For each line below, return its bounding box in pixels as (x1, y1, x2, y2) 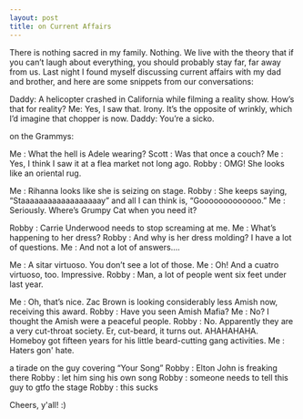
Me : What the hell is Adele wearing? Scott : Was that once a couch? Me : (9, 148, 284, 159)
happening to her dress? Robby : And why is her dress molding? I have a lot (9, 231, 292, 242)
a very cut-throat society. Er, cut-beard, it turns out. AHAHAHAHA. (9, 325, 259, 336)
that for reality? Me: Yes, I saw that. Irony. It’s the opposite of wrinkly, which (9, 103, 293, 114)
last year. (9, 279, 44, 290)
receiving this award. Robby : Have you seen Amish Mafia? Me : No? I (9, 306, 270, 317)
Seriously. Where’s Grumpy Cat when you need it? (9, 204, 197, 215)
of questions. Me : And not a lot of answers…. (9, 241, 180, 252)
